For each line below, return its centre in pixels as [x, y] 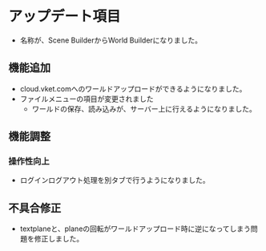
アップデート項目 [65, 16]
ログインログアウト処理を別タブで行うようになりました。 [115, 180]
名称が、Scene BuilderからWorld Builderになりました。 [111, 40]
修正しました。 [59, 239]
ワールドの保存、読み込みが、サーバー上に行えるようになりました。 [144, 108]
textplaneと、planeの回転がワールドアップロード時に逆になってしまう [135, 229]
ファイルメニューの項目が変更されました [87, 99]
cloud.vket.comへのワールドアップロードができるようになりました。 [133, 88]
